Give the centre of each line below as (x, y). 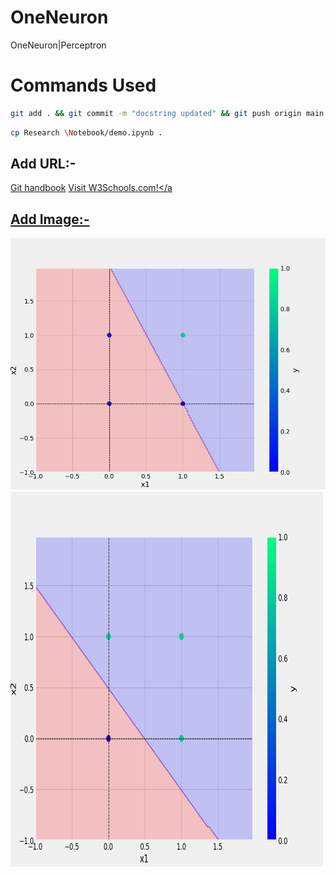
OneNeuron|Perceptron (58, 45)
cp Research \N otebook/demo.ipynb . (86, 132)
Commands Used (83, 85)
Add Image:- (50, 219)
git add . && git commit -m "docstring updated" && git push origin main (167, 113)
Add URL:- (43, 164)
